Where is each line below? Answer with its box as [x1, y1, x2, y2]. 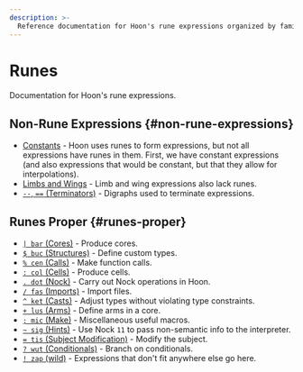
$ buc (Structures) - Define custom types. [22, 248, 178, 259]
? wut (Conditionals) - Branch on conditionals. [22, 343, 194, 354]
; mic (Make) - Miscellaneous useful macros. [22, 314, 191, 325]
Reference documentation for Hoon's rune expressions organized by [17, 22, 277, 31]
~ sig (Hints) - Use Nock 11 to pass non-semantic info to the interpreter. [22, 324, 291, 335]
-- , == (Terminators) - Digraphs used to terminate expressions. [22, 188, 255, 199]
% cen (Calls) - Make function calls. [22, 258, 152, 268]
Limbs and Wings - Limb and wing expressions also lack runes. [22, 178, 257, 189]
